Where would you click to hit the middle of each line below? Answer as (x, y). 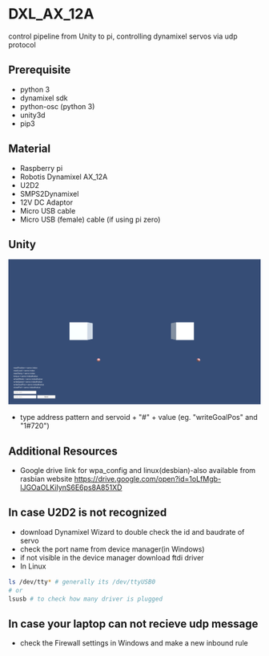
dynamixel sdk (44, 98)
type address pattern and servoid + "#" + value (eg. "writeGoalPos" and (139, 418)
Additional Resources (63, 451)
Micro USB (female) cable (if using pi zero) (90, 219)
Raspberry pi (41, 168)
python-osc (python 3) (57, 106)
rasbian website (46, 479)
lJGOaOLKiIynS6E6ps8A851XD (71, 487)
